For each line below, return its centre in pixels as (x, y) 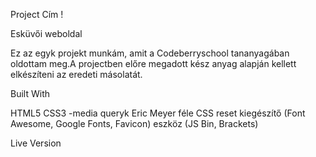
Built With (30, 93)
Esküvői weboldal (46, 33)
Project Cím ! (37, 14)
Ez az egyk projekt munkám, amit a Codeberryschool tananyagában (150, 53)
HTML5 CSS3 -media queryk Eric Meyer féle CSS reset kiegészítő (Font (158, 113)
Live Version (36, 143)
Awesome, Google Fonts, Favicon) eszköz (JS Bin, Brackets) (134, 123)
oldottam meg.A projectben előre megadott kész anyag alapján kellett (153, 63)
